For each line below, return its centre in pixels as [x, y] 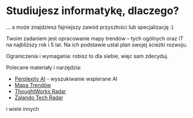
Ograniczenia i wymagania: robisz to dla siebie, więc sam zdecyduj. [87, 56]
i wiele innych [23, 109]
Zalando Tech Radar [39, 97]
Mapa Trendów [33, 85]
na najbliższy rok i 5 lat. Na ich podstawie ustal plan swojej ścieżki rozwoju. [97, 45]
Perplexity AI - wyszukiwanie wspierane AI [66, 79]
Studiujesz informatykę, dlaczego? [93, 11]
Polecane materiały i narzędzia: [44, 67]
